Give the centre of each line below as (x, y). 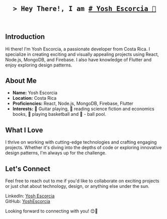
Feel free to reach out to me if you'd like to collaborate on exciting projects (82, 181)
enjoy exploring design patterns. (39, 65)
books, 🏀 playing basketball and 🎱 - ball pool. (59, 114)
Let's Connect (28, 169)
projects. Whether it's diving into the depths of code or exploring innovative (83, 148)
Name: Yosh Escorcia (35, 93)
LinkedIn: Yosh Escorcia (30, 196)
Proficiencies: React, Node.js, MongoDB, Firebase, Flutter (73, 104)
